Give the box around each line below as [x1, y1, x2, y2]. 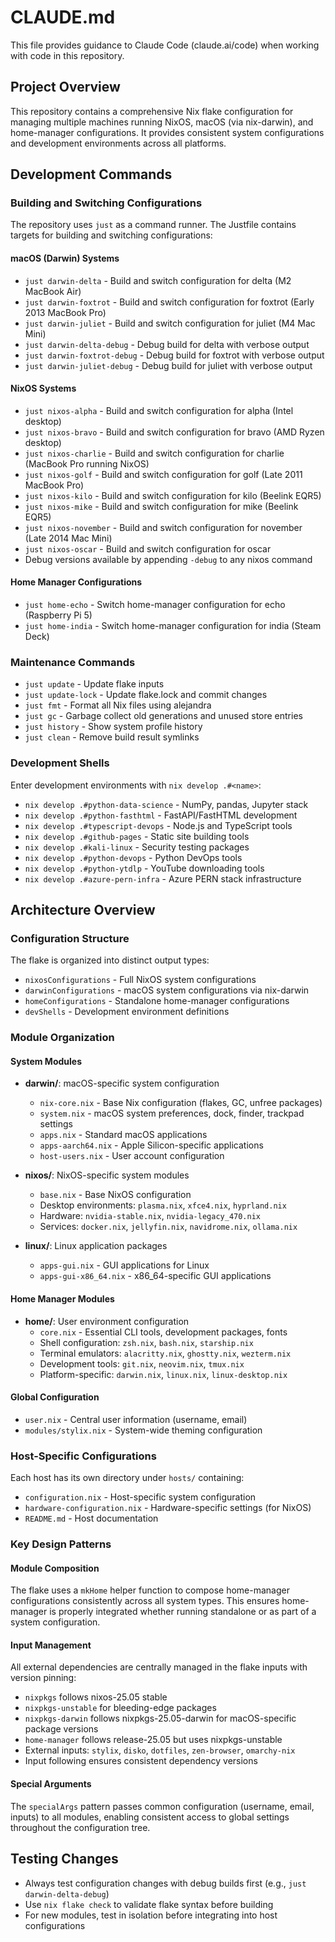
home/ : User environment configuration [24, 1315, 190, 1327]
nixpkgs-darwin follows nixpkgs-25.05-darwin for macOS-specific [24, 1712, 297, 1725]
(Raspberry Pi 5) [24, 609, 93, 621]
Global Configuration [10, 1391, 100, 1403]
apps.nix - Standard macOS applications [39, 1129, 208, 1141]
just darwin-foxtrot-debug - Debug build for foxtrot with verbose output [24, 349, 325, 361]
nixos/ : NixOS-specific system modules [24, 1169, 190, 1181]
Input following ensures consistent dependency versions [24, 1755, 258, 1767]
